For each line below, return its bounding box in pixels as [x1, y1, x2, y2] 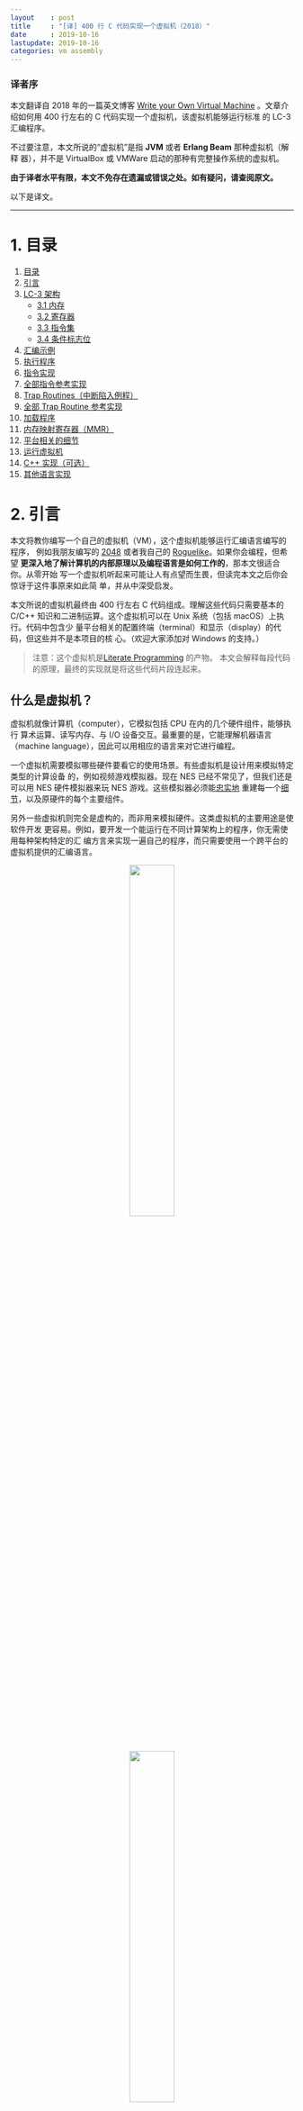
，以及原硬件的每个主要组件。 [18, 793, 129, 804]
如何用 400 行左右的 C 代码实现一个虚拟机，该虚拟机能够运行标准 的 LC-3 [17, 112, 291, 122]
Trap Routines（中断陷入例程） [22, 390, 138, 401]
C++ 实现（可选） [22, 458, 90, 468]
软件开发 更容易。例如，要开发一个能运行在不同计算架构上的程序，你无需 [10, 824, 281, 835]
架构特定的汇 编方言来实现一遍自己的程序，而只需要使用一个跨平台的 [33, 835, 289, 847]
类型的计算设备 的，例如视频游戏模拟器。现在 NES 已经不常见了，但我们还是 [10, 771, 293, 782]
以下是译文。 [10, 191, 58, 203]
